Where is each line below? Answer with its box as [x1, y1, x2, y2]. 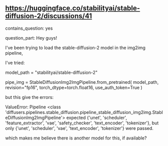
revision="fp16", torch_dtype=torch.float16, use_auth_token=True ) [5, 84, 142, 90]
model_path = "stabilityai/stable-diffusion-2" [5, 69, 98, 75]
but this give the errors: [5, 94, 54, 100]
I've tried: [5, 60, 25, 66]
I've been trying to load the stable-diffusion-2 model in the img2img [5, 45, 146, 51]
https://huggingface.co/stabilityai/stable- [5, 4, 140, 13]
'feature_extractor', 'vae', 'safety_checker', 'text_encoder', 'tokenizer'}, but [5, 120, 159, 126]
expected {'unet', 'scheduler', [66, 114, 127, 120]
